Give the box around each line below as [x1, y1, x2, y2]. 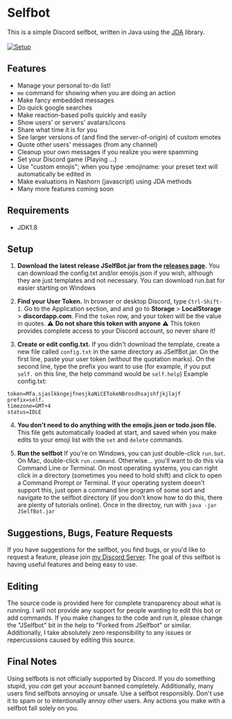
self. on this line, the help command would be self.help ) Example [17, 370, 209, 378]
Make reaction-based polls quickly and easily [17, 110, 147, 119]
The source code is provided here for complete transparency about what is [7, 599, 222, 607]
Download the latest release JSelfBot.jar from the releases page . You [17, 262, 220, 270]
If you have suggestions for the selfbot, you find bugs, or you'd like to [7, 545, 206, 554]
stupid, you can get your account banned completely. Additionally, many [7, 681, 214, 690]
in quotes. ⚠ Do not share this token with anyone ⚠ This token [17, 320, 201, 328]
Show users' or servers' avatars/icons [17, 118, 126, 126]
